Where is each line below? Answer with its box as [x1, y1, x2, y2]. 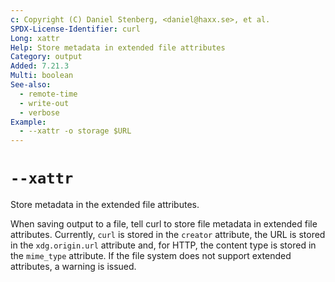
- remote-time [19, 89, 78, 99]
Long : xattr [10, 33, 60, 43]
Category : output [10, 52, 83, 62]
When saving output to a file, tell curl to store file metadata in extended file [10, 218, 318, 230]
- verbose [19, 107, 60, 118]
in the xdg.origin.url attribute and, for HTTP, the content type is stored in [10, 239, 317, 251]
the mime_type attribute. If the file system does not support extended [10, 250, 292, 262]
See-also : [10, 80, 52, 90]
